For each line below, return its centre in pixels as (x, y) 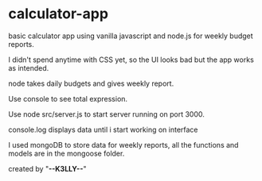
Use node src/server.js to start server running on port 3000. (107, 114)
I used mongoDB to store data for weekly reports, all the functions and (123, 144)
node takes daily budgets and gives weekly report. (91, 83)
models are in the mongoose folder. (66, 153)
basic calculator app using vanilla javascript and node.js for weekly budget (131, 36)
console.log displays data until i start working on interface (103, 129)
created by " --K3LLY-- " (47, 168)
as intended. (29, 67)
